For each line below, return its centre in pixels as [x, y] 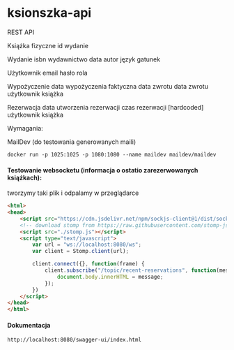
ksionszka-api [49, 13]
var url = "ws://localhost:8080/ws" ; [87, 245]
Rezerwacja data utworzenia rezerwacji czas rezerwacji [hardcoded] [106, 107]
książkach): [25, 177]
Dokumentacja [29, 325]
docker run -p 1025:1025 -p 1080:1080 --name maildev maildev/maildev [112, 154]
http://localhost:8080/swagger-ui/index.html [74, 340]
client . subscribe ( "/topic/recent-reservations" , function [130, 270]
